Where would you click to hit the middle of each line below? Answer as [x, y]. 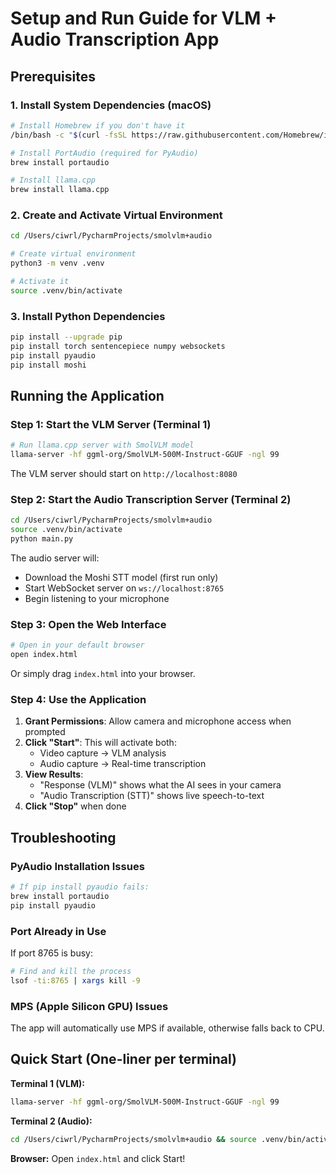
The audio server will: [55, 558]
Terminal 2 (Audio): [51, 1121]
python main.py [42, 539]
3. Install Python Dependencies [88, 316]
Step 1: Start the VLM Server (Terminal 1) [111, 424]
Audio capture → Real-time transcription [123, 764]
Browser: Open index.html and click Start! [98, 1158]
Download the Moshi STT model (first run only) [121, 577]
